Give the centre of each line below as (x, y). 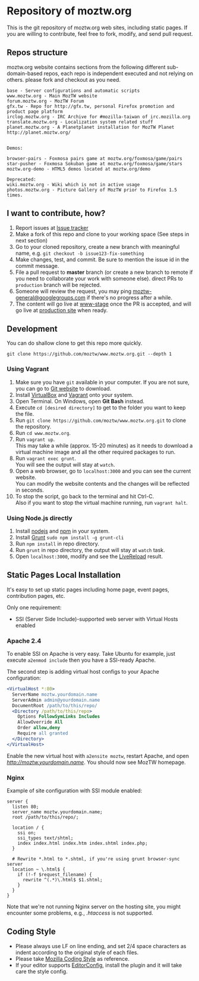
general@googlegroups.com (50, 297)
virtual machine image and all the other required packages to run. (95, 452)
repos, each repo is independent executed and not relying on (119, 73)
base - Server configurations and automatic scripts (73, 91)
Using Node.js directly (40, 518)
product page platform (35, 112)
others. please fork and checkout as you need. (64, 79)
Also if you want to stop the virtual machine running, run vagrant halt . (101, 502)
